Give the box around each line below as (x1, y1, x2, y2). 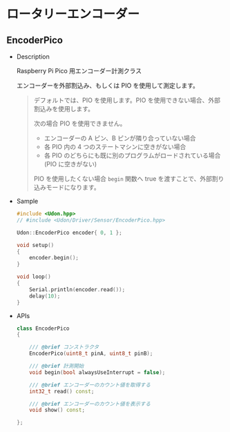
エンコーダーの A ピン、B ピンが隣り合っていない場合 (44, 134, 196, 142)
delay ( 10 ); (29, 293, 61, 300)
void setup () (16, 242, 55, 248)
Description (16, 52, 50, 61)
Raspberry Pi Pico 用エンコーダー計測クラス (16, 67, 142, 75)
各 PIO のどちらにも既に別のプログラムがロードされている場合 (44, 151, 221, 159)
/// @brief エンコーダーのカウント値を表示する (29, 400, 151, 407)
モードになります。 (46, 184, 101, 191)
